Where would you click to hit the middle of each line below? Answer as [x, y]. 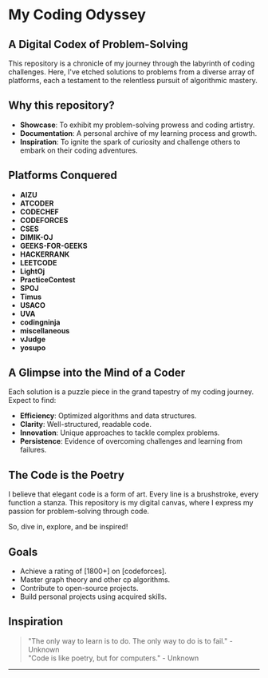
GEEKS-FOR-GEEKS [53, 245]
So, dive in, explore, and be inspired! [68, 527]
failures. [33, 450]
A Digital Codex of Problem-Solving [99, 44]
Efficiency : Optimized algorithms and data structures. [108, 416]
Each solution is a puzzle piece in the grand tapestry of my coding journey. [131, 392]
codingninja [40, 322]
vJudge [33, 339]
